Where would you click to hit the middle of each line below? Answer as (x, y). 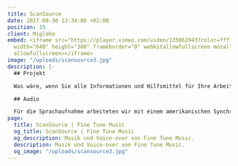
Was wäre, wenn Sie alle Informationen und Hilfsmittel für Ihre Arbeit (123, 86)
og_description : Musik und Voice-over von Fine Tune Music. (104, 138)
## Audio (27, 99)
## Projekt (30, 73)
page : (15, 118)
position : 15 (27, 27)
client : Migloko (31, 34)
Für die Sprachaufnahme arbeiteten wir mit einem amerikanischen (112, 112)
